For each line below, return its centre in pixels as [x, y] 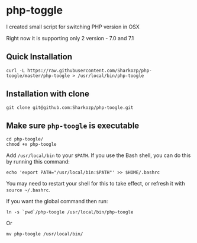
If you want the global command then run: [57, 202]
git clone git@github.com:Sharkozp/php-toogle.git [70, 107]
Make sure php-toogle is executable [73, 125]
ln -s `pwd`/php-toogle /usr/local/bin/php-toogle [70, 212]
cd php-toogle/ [25, 139]
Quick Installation [39, 57]
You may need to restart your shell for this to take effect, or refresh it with [96, 184]
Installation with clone [48, 94]
